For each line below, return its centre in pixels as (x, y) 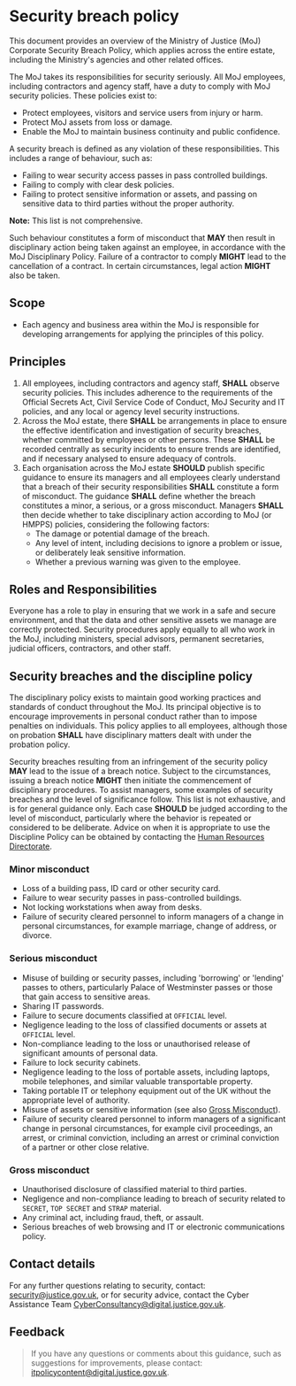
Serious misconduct (53, 959)
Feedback (37, 1332)
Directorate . (31, 846)
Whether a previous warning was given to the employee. (138, 562)
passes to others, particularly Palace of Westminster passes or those (148, 987)
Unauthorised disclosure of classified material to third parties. (134, 1190)
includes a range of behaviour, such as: (81, 158)
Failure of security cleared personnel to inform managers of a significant (154, 1119)
